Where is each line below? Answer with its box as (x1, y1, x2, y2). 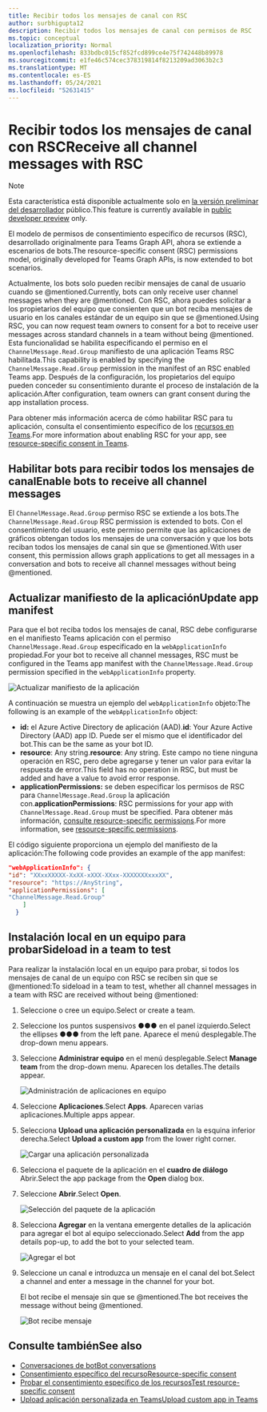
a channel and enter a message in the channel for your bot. (19, 1276, 215, 1286)
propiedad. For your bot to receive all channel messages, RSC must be (8, 650, 238, 660)
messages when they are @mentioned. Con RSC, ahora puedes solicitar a (8, 295, 252, 305)
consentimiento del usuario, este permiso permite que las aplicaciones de (8, 525, 252, 535)
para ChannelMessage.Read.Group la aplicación (19, 790, 170, 800)
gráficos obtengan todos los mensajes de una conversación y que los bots (8, 534, 253, 544)
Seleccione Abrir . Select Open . (19, 1189, 122, 1198)
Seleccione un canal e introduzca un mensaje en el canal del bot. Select (19, 1268, 255, 1278)
